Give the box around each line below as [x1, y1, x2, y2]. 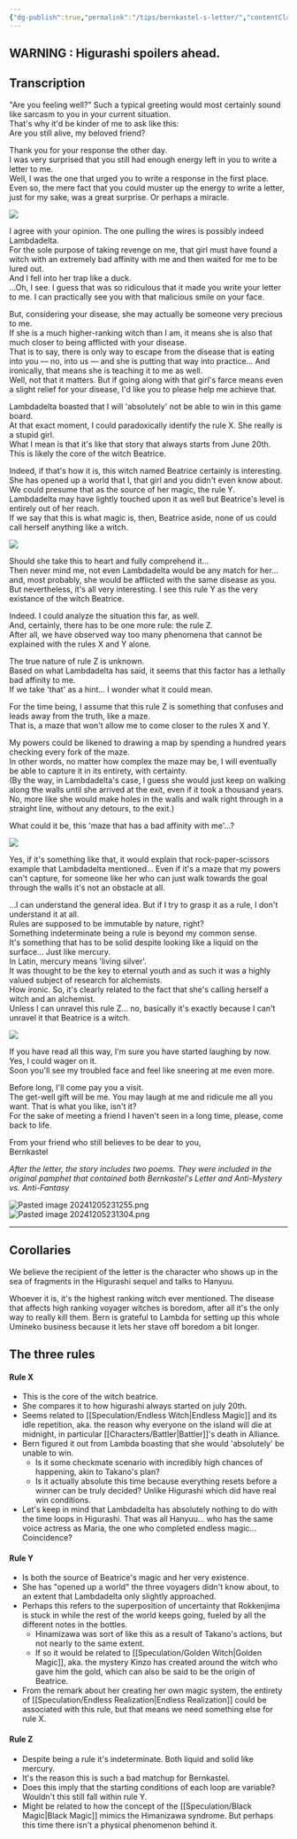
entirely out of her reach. [9, 502, 100, 514]
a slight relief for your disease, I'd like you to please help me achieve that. [9, 384, 277, 394]
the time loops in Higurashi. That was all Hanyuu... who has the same [21, 1514, 274, 1525]
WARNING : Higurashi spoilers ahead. [9, 46, 221, 61]
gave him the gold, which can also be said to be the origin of [34, 1666, 255, 1677]
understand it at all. [9, 909, 80, 919]
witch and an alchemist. [9, 993, 95, 1004]
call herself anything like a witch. [9, 522, 129, 532]
